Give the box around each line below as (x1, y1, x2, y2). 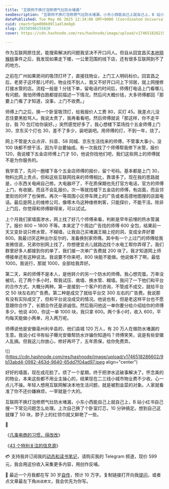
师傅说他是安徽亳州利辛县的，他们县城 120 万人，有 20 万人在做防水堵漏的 (5, 325, 160, 332)
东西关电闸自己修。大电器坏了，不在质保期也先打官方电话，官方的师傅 (18, 181, 164, 186)
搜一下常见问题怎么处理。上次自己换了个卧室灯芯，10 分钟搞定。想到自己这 (5, 405, 161, 411)
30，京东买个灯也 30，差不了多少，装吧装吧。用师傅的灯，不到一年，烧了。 (5, 128, 163, 133)
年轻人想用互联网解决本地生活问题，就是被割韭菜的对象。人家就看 (27, 382, 164, 388)
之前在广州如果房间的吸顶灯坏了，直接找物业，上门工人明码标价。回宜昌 (5, 73, 155, 78)
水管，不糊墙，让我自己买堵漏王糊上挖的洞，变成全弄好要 (36, 229, 155, 234)
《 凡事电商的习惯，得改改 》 (5, 432, 63, 438)
